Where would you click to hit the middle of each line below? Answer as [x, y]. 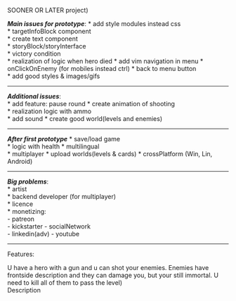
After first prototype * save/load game [64, 139]
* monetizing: [27, 211]
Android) [20, 161]
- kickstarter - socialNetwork [49, 226]
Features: [21, 254]
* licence [20, 204]
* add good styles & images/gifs [54, 76]
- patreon [21, 219]
